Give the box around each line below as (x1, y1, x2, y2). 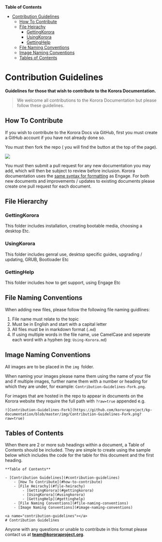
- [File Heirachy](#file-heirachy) (14, 484, 86, 489)
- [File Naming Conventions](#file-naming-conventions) (14, 501, 129, 506)
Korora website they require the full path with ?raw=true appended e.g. (5, 398, 146, 404)
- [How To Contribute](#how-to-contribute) (14, 480, 103, 485)
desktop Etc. (5, 228, 30, 234)
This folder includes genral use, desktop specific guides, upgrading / (5, 251, 143, 257)
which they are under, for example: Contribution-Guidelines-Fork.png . (5, 384, 146, 389)
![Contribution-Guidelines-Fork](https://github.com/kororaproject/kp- (5, 407, 152, 412)
